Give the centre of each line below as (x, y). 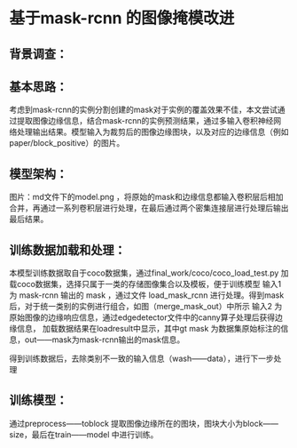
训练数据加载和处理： (67, 250)
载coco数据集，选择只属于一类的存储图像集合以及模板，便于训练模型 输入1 (145, 284)
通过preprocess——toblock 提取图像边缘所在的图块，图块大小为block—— (144, 423)
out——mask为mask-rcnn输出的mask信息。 (105, 340)
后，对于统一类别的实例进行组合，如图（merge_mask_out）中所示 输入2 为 (146, 307)
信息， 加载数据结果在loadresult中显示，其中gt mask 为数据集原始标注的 (148, 329)
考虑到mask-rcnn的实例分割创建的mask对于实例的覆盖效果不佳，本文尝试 (143, 110)
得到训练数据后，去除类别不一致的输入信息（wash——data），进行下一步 (141, 359)
